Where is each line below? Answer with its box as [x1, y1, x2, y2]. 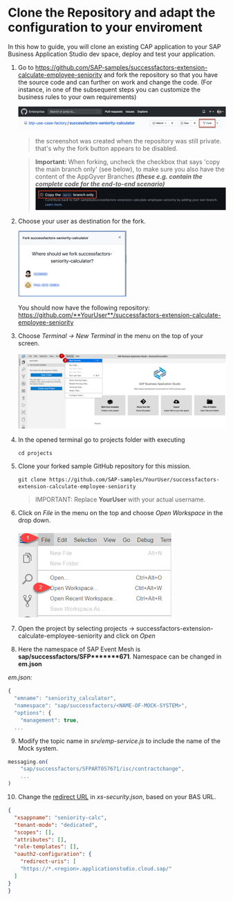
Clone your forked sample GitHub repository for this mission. [17, 462, 192, 470]
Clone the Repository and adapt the [8, 5, 216, 21]
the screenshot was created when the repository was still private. [35, 136, 222, 145]
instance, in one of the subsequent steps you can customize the [17, 85, 201, 93]
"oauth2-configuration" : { [14, 850, 92, 858]
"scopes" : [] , [14, 829, 55, 836]
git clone [17, 476, 47, 483]
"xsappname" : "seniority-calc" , [14, 814, 108, 821]
